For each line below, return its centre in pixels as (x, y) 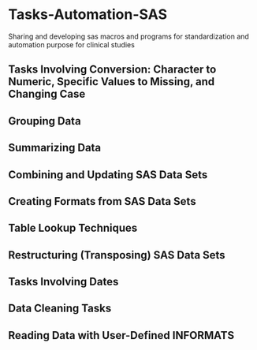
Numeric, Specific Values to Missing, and (112, 82)
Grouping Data (45, 121)
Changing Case (47, 94)
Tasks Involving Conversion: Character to (112, 70)
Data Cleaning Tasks (60, 309)
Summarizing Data (55, 148)
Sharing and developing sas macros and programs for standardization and (129, 36)
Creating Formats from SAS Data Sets (102, 201)
